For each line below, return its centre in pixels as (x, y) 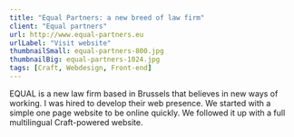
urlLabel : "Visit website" (60, 43)
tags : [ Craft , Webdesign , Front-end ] (81, 68)
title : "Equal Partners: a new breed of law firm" (107, 18)
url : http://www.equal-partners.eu (77, 34)
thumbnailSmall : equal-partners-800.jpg (87, 51)
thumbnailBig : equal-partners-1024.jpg (85, 59)
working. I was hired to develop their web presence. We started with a (140, 103)
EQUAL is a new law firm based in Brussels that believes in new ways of (144, 93)
